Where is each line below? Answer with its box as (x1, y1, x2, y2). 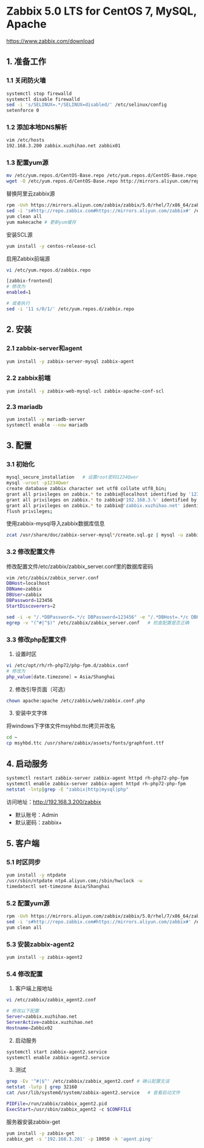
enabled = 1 (6, 289, 32, 296)
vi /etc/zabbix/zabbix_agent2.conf (6, 997, 97, 1003)
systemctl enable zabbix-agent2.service (6, 1054, 110, 1060)
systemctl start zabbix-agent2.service (6, 1049, 107, 1055)
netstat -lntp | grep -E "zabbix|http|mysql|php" (6, 786, 129, 793)
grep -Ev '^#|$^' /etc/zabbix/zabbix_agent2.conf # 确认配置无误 (6, 1079, 170, 1085)
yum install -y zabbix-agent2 (6, 954, 83, 961)
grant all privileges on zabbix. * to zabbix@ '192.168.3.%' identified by (6, 497, 197, 503)
